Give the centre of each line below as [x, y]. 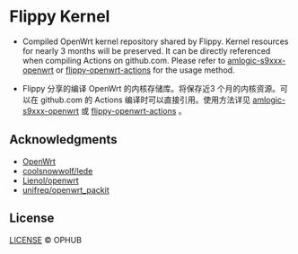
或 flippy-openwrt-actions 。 [133, 110]
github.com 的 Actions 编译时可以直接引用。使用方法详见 [145, 100]
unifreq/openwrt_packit [66, 189]
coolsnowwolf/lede [57, 171]
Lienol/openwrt [50, 180]
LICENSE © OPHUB [46, 240]
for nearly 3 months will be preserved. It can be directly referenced [146, 50]
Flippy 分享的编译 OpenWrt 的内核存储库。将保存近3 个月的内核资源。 [151, 88]
